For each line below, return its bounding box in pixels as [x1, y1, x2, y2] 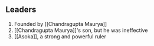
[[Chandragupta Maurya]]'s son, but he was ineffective [14, 27, 148, 34]
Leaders [5, 5, 37, 15]
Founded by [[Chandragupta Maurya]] [14, 20, 107, 27]
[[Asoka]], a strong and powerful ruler [14, 32, 107, 40]
